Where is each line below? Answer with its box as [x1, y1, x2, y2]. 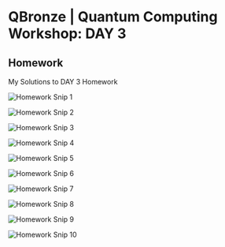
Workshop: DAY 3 [8, 24, 127, 43]
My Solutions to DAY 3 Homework [8, 77, 118, 86]
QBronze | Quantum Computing [8, 8, 218, 26]
